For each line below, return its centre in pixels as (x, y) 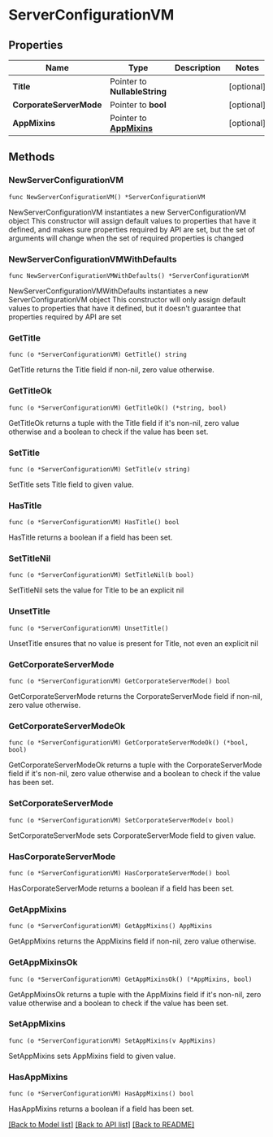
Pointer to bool (138, 105)
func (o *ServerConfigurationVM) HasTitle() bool (94, 523)
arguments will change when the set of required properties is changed (126, 238)
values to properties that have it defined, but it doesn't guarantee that (125, 308)
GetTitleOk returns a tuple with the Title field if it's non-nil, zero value (124, 423)
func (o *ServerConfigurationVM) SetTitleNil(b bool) (102, 575)
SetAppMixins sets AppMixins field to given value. (92, 1056)
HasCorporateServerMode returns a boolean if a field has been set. (121, 888)
